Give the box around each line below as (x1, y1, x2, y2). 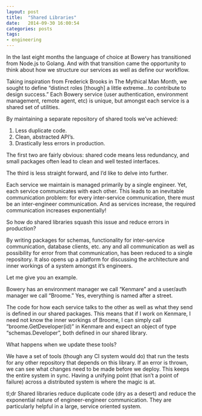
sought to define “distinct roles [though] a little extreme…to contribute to (6, 84, 186, 91)
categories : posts (6, 25, 52, 32)
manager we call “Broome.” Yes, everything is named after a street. (6, 292, 173, 299)
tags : (6, 31, 20, 37)
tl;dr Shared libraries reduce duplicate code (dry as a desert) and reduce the (6, 390, 196, 397)
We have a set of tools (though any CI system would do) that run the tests (6, 353, 189, 359)
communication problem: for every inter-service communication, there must (6, 194, 195, 201)
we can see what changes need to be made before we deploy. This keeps (6, 365, 190, 373)
